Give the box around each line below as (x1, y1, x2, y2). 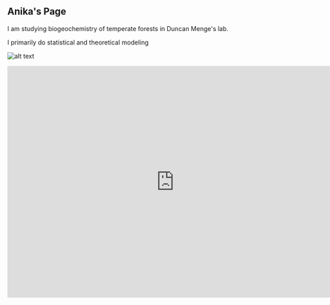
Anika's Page (7, 6, 67, 18)
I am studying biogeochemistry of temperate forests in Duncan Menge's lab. (7, 24, 229, 32)
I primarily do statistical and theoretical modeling (7, 38, 149, 47)
